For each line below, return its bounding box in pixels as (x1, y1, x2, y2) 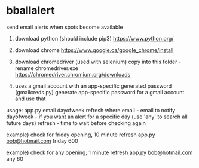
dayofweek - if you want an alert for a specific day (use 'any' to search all (6, 113, 188, 120)
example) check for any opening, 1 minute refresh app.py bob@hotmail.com (6, 149, 193, 156)
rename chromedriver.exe (14, 64, 79, 72)
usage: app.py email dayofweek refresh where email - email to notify (6, 106, 176, 114)
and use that (14, 95, 46, 102)
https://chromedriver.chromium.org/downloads (14, 71, 131, 78)
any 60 (6, 155, 24, 162)
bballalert (6, 4, 55, 17)
